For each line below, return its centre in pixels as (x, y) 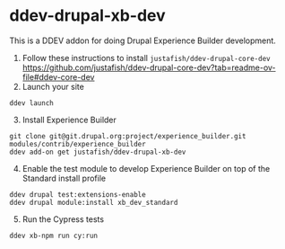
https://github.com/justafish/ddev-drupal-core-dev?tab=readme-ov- (149, 67)
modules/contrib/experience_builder (78, 144)
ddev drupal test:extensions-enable (78, 194)
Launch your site (53, 86)
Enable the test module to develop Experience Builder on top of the (146, 168)
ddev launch (31, 103)
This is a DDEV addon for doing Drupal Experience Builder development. (142, 40)
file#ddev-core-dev (58, 76)
